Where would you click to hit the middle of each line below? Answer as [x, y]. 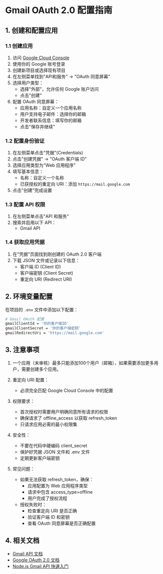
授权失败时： [33, 504]
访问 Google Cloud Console [41, 58]
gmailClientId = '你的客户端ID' [37, 324]
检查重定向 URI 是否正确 [52, 511]
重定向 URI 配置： [31, 379]
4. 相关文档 [22, 541]
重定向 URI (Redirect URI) [46, 279]
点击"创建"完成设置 [32, 190]
